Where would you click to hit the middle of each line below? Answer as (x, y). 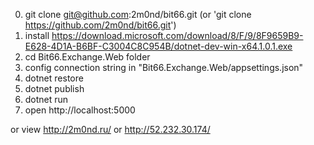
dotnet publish (54, 88)
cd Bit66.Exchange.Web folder (87, 57)
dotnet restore (54, 78)
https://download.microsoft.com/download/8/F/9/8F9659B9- (177, 35)
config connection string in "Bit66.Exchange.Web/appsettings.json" (164, 67)
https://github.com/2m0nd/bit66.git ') (100, 25)
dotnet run (46, 99)
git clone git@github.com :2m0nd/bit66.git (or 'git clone (138, 14)
